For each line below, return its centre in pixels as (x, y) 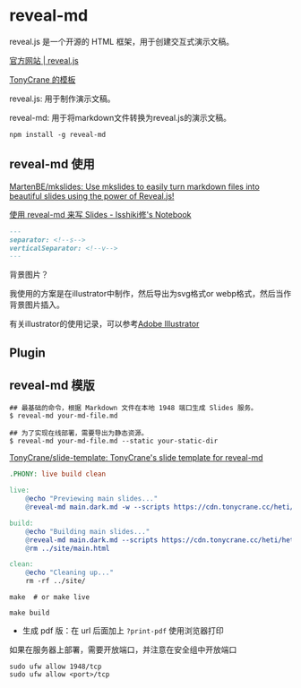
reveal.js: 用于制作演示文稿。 (62, 99)
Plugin (28, 353)
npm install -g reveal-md (57, 134)
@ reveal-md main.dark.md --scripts (92, 540)
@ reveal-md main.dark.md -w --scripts (98, 507)
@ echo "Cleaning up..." (70, 573)
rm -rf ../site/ (56, 581)
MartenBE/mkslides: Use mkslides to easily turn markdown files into (134, 186)
